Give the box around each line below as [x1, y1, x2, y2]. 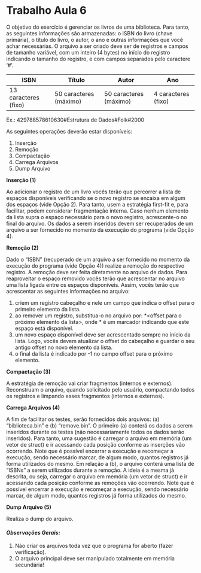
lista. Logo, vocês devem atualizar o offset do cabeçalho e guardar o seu [14, 337, 195, 344]
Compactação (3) [6, 368, 51, 375]
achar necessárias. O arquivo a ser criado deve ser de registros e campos [6, 43, 188, 50]
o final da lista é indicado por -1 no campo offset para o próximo [14, 350, 173, 357]
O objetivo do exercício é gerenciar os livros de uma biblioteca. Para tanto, [6, 23, 190, 31]
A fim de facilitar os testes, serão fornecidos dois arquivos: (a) [6, 416, 160, 423]
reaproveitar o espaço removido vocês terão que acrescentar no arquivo [6, 275, 185, 282]
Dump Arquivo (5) [6, 504, 52, 511]
